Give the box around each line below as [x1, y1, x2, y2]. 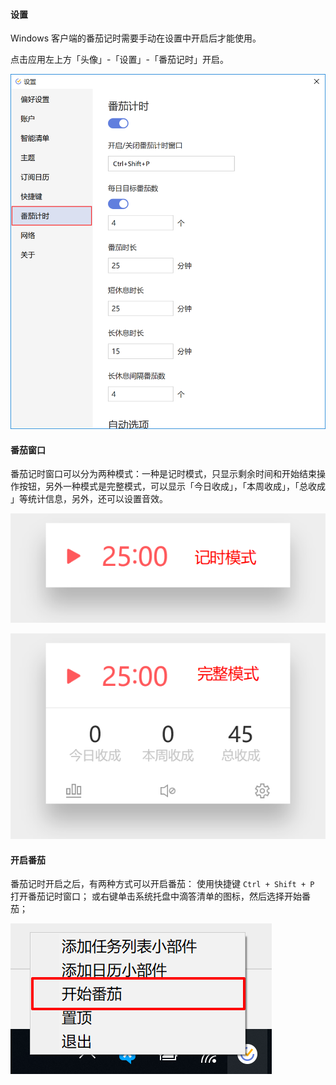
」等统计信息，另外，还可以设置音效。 [10, 493, 168, 505]
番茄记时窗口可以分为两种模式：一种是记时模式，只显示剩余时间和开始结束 [10, 468, 317, 480]
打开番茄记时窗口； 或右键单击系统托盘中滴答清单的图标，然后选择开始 [10, 890, 302, 903]
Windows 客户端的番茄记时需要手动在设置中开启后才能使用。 [10, 32, 262, 44]
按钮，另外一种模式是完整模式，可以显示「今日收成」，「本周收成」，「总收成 [18, 480, 326, 493]
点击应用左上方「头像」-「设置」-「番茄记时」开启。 [10, 54, 229, 66]
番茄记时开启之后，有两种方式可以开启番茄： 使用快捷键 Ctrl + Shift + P [10, 878, 315, 890]
